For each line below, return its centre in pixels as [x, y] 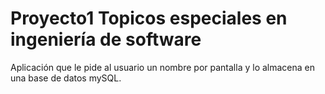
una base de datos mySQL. [66, 78]
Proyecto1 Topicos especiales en [149, 18]
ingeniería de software [106, 39]
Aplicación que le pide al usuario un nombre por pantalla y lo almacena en [163, 67]
